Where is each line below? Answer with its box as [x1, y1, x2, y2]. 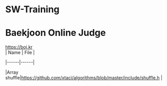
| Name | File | [5, 50, 35, 56]
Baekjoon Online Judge [5, 27, 106, 39]
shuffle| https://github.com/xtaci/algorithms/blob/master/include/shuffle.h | [5, 75, 162, 81]
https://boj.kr [5, 44, 33, 50]
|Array [5, 69, 19, 75]
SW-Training [5, 4, 60, 15]
